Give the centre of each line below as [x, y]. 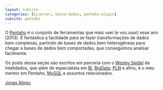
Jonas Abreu [18, 83]
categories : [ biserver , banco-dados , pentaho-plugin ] [61, 14]
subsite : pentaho [23, 19]
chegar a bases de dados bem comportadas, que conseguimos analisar [77, 48]
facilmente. [16, 53]
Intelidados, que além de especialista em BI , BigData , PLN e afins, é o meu [80, 68]
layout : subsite [21, 10]
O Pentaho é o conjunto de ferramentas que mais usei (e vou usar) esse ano [82, 33]
